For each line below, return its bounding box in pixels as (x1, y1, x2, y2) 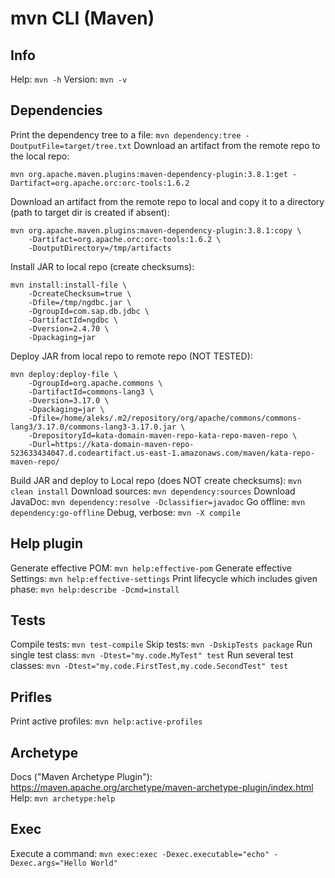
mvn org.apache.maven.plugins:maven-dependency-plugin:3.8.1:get (10, 169, 288, 179)
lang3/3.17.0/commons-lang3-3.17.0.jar (10, 422, 177, 432)
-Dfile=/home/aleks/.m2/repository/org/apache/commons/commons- (28, 413, 302, 423)
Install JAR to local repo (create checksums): (10, 260, 195, 272)
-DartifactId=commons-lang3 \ (28, 387, 155, 397)
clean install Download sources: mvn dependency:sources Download (10, 485, 296, 497)
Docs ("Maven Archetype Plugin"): (10, 771, 153, 783)
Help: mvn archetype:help (10, 792, 116, 804)
